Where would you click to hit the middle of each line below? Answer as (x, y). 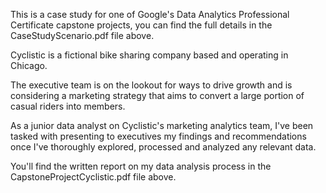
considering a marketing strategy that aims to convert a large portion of (157, 95)
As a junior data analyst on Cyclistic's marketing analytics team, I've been (162, 125)
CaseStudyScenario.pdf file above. (82, 35)
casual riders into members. (68, 106)
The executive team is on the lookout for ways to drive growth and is (151, 85)
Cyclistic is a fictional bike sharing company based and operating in (149, 55)
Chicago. (29, 65)
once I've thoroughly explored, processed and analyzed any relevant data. (163, 147)
